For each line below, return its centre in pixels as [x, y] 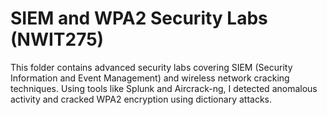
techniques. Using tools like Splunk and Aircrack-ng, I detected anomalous [164, 88]
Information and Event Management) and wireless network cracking [150, 78]
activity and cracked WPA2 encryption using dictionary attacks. [141, 99]
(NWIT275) [57, 39]
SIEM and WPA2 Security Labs [139, 18]
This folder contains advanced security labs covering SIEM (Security [151, 67]
